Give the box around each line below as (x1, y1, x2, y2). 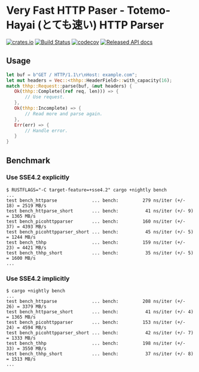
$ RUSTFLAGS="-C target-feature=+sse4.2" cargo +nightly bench (6, 187, 167, 193)
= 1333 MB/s (6, 335, 36, 341)
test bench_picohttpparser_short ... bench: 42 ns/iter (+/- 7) (6, 330, 194, 336)
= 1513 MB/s (6, 356, 36, 362)
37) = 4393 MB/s (6, 223, 47, 230)
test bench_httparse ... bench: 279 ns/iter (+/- (6, 197, 186, 203)
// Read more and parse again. (25, 110, 103, 117)
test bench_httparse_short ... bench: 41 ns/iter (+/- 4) (6, 309, 194, 315)
